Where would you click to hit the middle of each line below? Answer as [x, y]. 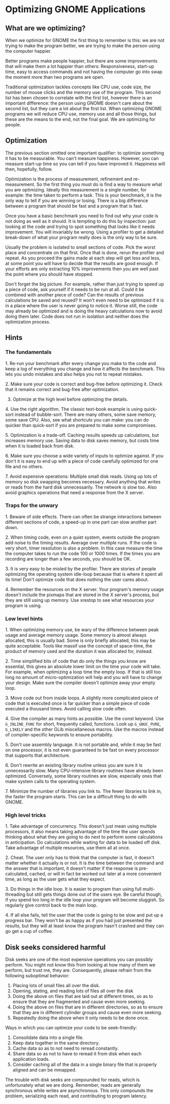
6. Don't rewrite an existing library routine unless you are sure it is [74, 765]
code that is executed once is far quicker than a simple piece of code [77, 703]
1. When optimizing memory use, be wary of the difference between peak [82, 630]
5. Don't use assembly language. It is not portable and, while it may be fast [83, 744]
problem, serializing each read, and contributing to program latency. [76, 1096]
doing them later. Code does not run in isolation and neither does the [77, 316]
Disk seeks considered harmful [55, 947]
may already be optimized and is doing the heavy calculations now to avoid [84, 311]
